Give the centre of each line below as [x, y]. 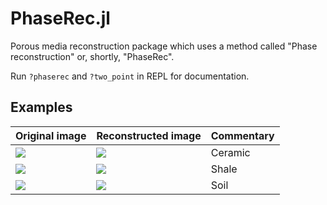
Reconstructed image [149, 135]
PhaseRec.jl [60, 18]
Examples [41, 107]
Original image [51, 135]
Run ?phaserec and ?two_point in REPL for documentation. [130, 76]
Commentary [242, 135]
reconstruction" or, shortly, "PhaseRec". [92, 56]
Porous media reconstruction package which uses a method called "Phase [164, 46]
